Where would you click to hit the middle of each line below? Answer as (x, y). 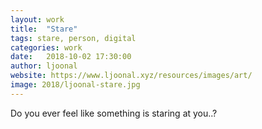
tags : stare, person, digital (73, 38)
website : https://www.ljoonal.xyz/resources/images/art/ (131, 76)
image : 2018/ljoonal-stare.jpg (75, 85)
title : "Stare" (44, 29)
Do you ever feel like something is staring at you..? (114, 113)
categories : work (46, 47)
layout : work (37, 19)
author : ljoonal (44, 66)
